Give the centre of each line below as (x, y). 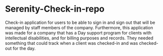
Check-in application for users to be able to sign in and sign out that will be (80, 22)
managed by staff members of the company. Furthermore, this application (79, 27)
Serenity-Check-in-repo (55, 9)
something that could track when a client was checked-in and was (72, 43)
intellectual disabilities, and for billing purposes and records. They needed (79, 38)
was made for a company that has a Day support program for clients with (78, 33)
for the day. (24, 48)
